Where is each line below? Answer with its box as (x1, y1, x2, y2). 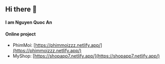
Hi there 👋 (5, 5, 37, 14)
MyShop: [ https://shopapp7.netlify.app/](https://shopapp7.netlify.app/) (12, 53, 160, 59)
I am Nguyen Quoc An (5, 19, 52, 25)
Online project (5, 31, 36, 37)
